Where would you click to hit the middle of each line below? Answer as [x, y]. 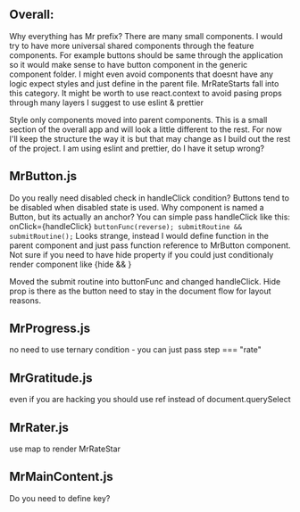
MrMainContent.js [61, 477]
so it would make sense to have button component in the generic [129, 64]
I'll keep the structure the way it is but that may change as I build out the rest [150, 138]
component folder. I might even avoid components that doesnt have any [142, 74]
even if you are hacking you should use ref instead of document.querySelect [150, 400]
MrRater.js [39, 427]
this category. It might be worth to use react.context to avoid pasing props [146, 93]
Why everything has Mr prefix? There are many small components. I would [146, 36]
